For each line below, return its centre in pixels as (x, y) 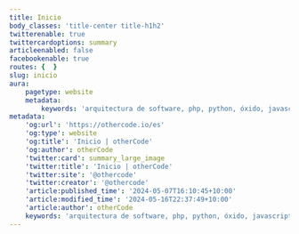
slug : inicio (33, 76)
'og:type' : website (61, 133)
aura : (19, 84)
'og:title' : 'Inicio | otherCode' (89, 141)
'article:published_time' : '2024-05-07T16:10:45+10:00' (131, 191)
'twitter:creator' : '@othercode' (87, 183)
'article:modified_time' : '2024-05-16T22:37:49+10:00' (129, 200)
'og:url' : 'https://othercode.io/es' (95, 125)
